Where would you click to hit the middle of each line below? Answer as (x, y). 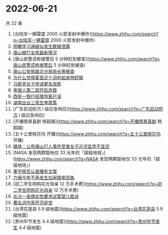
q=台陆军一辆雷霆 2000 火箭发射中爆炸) (54, 40)
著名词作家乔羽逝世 (33, 202)
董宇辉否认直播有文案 (35, 171)
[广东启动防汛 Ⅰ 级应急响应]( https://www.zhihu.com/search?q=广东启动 (86, 108)
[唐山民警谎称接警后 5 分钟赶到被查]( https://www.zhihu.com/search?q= (86, 58)
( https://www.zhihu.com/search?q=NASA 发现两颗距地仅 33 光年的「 (84, 158)
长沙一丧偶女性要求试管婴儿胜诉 (46, 196)
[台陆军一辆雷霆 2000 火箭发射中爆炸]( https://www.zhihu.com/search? (86, 33)
